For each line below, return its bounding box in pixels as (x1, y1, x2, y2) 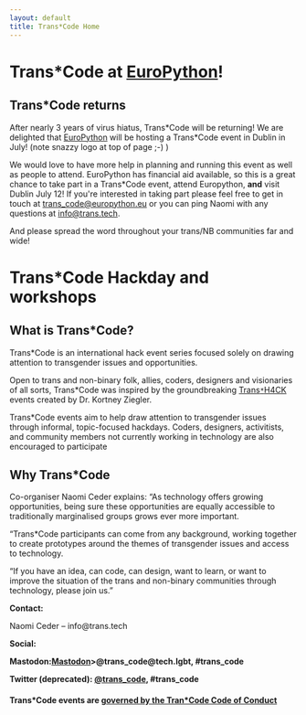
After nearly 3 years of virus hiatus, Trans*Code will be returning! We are (9, 122, 284, 133)
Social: (9, 638, 37, 649)
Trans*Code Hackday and (9, 267, 210, 288)
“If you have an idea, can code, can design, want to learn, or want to (9, 566, 267, 577)
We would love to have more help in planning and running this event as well (9, 159, 293, 170)
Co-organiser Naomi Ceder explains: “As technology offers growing (9, 491, 263, 503)
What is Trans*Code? (9, 323, 134, 338)
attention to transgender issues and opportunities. (9, 357, 198, 368)
